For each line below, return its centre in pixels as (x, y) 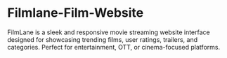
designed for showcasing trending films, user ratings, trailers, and (103, 39)
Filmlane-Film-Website (76, 13)
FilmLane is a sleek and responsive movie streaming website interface (109, 32)
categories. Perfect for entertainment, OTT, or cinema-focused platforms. (113, 47)
